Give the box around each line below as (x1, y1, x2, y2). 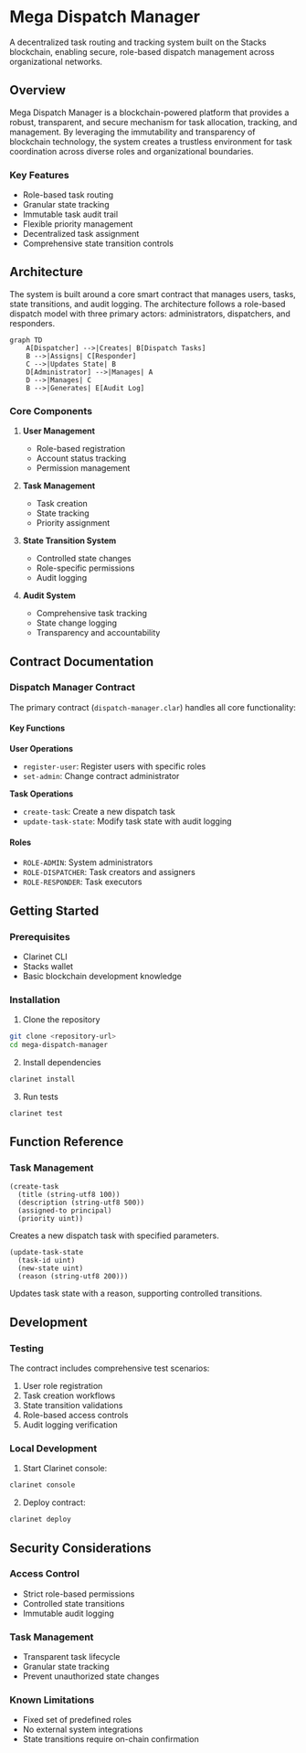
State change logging (36, 617, 117, 628)
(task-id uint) (17, 1256, 76, 1266)
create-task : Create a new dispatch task (22, 807, 176, 818)
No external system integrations (22, 1724, 143, 1735)
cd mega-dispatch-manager (9, 1041, 108, 1050)
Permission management (36, 463, 131, 474)
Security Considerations (9, 1540, 153, 1555)
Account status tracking (36, 453, 127, 464)
